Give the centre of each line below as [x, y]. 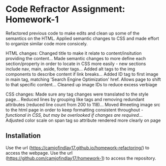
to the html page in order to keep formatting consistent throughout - [74, 110]
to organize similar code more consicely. [47, 43]
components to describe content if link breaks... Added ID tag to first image [82, 74]
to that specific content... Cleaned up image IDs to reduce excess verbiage [81, 84]
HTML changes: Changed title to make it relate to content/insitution [74, 53]
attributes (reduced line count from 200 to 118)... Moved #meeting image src [83, 104]
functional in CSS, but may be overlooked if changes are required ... [74, 115]
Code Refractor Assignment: [65, 9]
